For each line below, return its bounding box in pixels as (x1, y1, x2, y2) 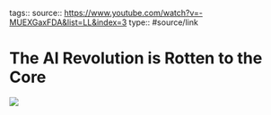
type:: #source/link (128, 17, 199, 28)
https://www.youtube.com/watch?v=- (64, 8, 204, 18)
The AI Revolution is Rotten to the (9, 48, 263, 69)
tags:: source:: (9, 8, 63, 18)
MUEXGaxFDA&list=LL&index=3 (9, 17, 127, 28)
